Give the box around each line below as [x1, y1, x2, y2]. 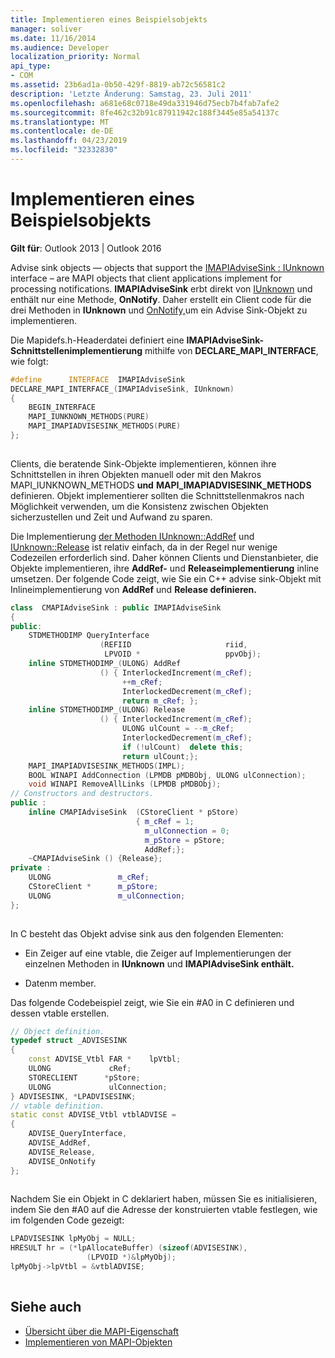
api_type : [10, 61, 52, 71]
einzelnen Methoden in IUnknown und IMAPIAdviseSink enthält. [24, 957, 295, 970]
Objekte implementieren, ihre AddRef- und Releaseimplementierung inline [10, 562, 320, 574]
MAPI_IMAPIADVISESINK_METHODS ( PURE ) [28, 421, 182, 431]
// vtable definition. [10, 1101, 105, 1111]
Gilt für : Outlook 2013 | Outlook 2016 [10, 242, 162, 254]
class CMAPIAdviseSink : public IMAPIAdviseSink [10, 602, 222, 613]
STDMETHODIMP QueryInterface [28, 631, 150, 641]
